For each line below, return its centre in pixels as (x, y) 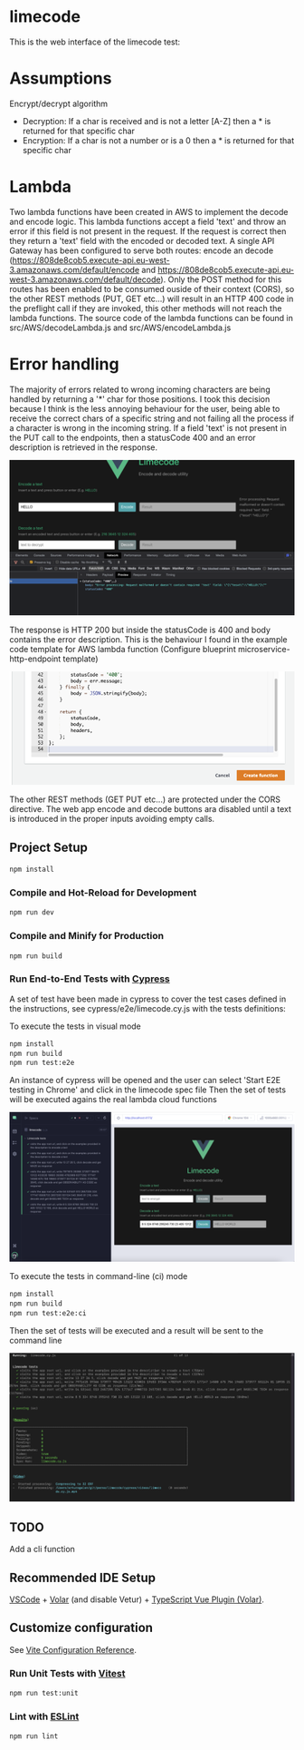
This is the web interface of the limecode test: (95, 42)
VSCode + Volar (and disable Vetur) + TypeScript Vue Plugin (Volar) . (137, 1599)
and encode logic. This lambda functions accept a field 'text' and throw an (148, 221)
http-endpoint (35, 659)
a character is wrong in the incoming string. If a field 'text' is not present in (148, 427)
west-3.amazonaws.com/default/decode (85, 279)
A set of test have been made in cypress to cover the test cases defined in (148, 999)
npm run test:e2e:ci (48, 1313)
